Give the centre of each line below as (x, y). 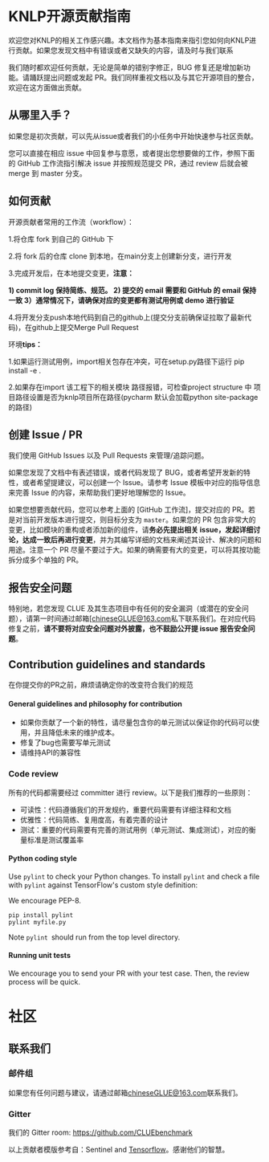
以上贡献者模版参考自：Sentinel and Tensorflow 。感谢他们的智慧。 (119, 1150)
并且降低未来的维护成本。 (76, 732)
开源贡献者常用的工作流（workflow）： (71, 222)
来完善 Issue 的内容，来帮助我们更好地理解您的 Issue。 (99, 493)
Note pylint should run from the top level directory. (94, 937)
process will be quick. (45, 981)
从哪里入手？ (40, 115)
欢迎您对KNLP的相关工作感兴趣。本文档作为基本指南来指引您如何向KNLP (129, 40)
